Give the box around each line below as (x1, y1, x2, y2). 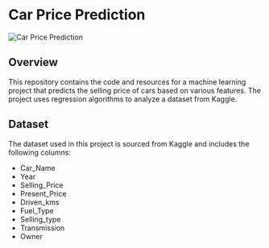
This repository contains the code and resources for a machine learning (8, 76, 246, 86)
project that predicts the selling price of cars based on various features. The (8, 85, 262, 95)
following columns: (8, 147, 71, 157)
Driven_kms (19, 197, 60, 207)
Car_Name (19, 163, 56, 172)
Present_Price (19, 188, 67, 198)
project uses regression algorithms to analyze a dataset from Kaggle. (8, 94, 238, 104)
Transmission (19, 223, 65, 233)
